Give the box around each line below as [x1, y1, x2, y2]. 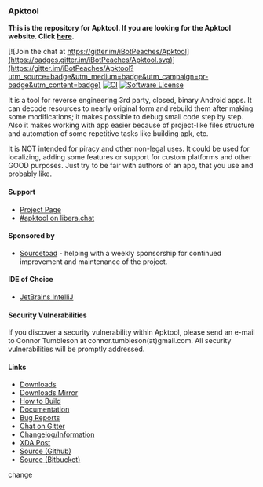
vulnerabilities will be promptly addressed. [8, 344, 145, 354]
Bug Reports [19, 413, 60, 423]
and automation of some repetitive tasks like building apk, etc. [8, 129, 209, 138]
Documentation [19, 405, 70, 414]
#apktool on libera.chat [19, 213, 95, 222]
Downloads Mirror [19, 388, 79, 397]
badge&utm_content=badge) [8, 80, 101, 90]
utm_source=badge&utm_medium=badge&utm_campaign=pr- [8, 72, 209, 82]
